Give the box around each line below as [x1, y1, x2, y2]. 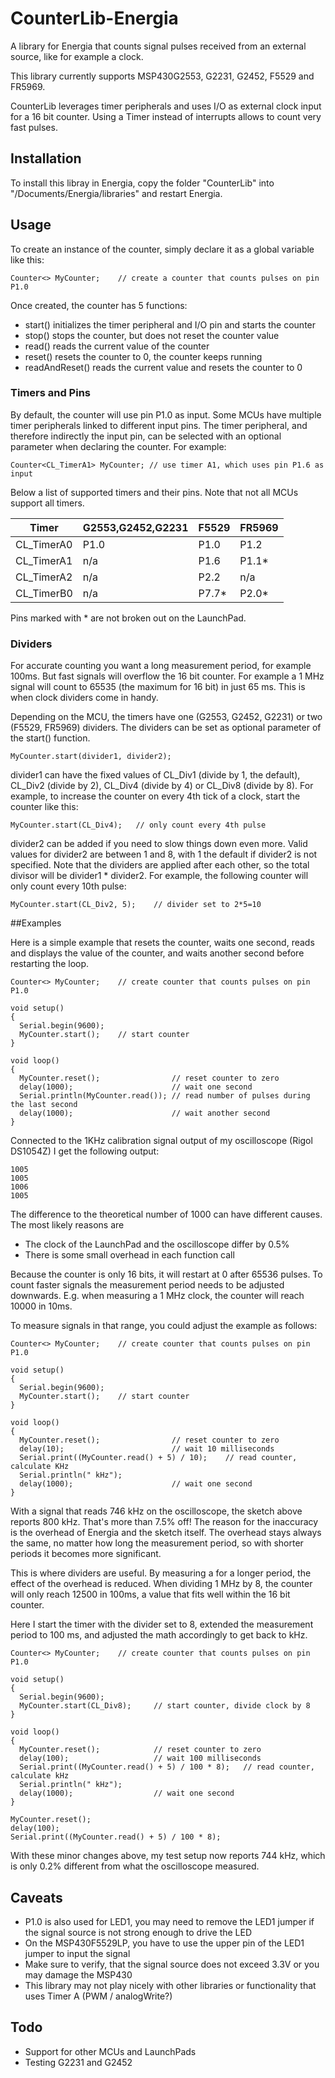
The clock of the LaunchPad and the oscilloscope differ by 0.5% [24, 1238, 290, 1251]
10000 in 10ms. [10, 1300, 73, 1312]
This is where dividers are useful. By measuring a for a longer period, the [10, 1567, 312, 1579]
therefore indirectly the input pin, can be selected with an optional [10, 430, 282, 442]
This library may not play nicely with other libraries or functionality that [24, 1979, 317, 1991]
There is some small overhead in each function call [24, 1249, 235, 1261]
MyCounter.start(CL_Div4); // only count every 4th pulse [10, 820, 267, 831]
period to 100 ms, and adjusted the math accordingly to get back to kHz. [10, 1629, 308, 1641]
